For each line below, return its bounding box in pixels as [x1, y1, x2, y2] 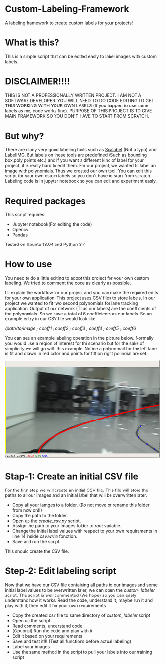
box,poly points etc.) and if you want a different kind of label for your [5, 157, 144, 163]
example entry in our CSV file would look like [5, 315, 96, 321]
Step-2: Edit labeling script [5, 565, 117, 577]
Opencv [12, 226, 28, 232]
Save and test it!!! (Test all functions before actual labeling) [12, 638, 132, 644]
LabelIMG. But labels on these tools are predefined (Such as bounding [5, 152, 147, 158]
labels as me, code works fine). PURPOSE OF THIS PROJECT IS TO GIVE [5, 107, 152, 114]
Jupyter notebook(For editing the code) [12, 221, 92, 227]
